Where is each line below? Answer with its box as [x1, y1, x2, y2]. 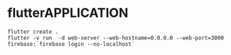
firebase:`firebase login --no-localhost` [7, 40, 135, 47]
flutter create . [7, 28, 59, 35]
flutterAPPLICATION [7, 5, 129, 21]
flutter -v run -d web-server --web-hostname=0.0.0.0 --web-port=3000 [7, 34, 224, 42]
